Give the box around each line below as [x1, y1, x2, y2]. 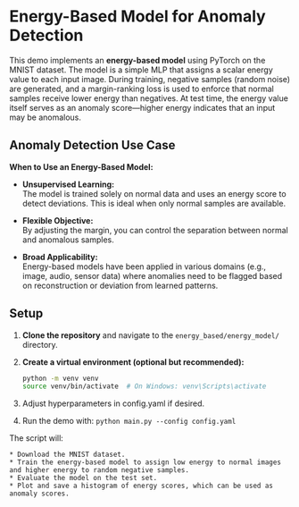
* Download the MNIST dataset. [9, 450, 126, 460]
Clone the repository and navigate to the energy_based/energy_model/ [21, 329, 279, 341]
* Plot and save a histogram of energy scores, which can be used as [9, 481, 274, 491]
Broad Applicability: [21, 251, 98, 262]
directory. [21, 339, 58, 350]
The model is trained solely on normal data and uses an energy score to [21, 188, 287, 199]
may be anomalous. [9, 112, 82, 123]
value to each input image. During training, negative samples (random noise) [9, 73, 291, 84]
